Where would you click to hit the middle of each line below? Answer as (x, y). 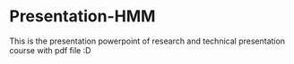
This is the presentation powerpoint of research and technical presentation (147, 41)
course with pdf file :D (50, 50)
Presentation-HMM (82, 16)
